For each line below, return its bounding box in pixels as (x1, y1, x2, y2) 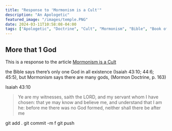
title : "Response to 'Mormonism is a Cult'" (5, 7, 102, 13)
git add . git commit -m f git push (5, 120, 75, 126)
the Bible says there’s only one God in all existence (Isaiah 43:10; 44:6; (5, 68, 155, 74)
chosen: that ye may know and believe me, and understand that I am (17, 99, 162, 105)
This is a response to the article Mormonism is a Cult (5, 59, 117, 65)
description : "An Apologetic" (5, 12, 70, 17)
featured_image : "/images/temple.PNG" (5, 17, 88, 22)
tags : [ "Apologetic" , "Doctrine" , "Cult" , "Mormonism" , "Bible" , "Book (5, 27, 161, 32)
